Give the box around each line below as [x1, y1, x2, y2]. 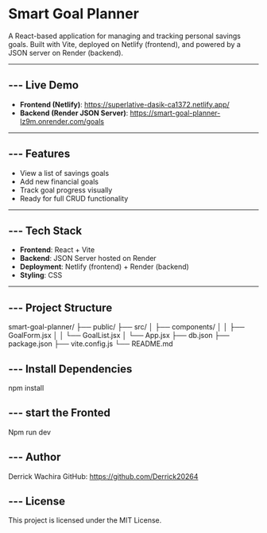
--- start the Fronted [8, 407, 111, 420]
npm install [8, 383, 44, 392]
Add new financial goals [19, 177, 99, 186]
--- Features [8, 147, 71, 161]
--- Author [8, 450, 61, 464]
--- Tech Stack [8, 224, 83, 237]
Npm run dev [8, 427, 52, 437]
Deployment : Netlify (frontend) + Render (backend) [19, 262, 189, 271]
